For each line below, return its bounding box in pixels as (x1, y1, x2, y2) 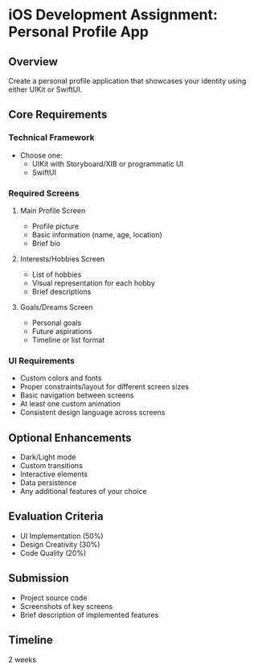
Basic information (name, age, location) (31, 229, 163, 239)
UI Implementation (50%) (19, 531, 104, 541)
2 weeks (8, 654, 37, 665)
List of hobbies (31, 270, 82, 279)
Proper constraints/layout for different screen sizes (19, 382, 189, 392)
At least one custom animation (19, 399, 121, 409)
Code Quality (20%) (19, 548, 87, 558)
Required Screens (8, 187, 80, 199)
